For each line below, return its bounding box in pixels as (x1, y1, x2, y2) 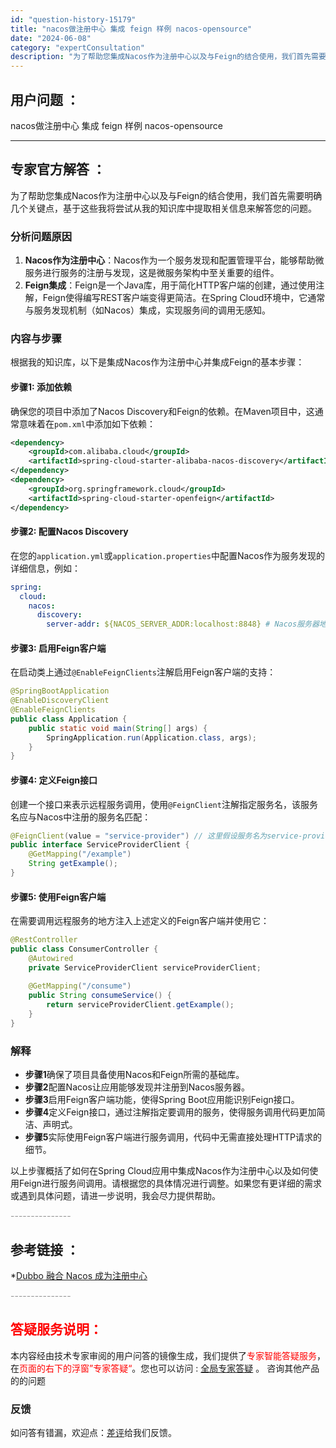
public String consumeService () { (28, 991, 172, 1001)
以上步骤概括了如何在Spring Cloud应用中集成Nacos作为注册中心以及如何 (10, 1165, 310, 1177)
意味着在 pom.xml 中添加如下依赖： (18, 417, 157, 430)
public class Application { (10, 714, 128, 724)
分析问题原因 (10, 229, 73, 243)
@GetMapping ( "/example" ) (28, 849, 132, 860)
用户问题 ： (10, 91, 80, 108)
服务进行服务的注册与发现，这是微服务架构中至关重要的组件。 (24, 267, 280, 279)
